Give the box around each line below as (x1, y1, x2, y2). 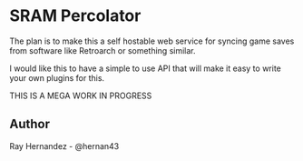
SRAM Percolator (9, 5, 142, 26)
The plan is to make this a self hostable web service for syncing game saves (9, 35, 295, 46)
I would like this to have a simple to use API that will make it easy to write (9, 63, 281, 74)
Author (9, 116, 50, 132)
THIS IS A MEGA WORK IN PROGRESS (9, 90, 152, 101)
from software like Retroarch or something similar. (9, 45, 196, 55)
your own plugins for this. (9, 72, 105, 83)
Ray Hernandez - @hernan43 (9, 140, 120, 151)
